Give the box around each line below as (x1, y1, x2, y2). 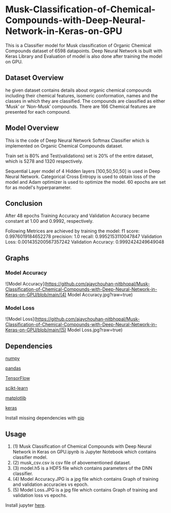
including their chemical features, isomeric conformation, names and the (5, 92, 158, 98)
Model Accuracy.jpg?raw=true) (67, 292, 133, 298)
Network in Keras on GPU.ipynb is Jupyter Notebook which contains (12, 448, 157, 455)
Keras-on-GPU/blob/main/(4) (5, 292, 67, 298)
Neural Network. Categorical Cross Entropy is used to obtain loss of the (5, 173, 156, 180)
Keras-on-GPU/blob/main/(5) (5, 327, 66, 333)
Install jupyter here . (5, 502, 46, 508)
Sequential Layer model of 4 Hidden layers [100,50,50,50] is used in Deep (5, 168, 161, 174)
